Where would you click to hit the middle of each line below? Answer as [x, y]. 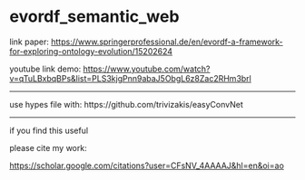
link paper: [30, 42]
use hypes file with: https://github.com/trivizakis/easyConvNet [126, 104]
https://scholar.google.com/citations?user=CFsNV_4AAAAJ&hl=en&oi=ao [147, 166]
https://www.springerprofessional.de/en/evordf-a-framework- [167, 42]
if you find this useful [49, 130]
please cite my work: [49, 147]
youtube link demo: [45, 69]
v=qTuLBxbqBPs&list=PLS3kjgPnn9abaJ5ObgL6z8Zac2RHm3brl [130, 78]
